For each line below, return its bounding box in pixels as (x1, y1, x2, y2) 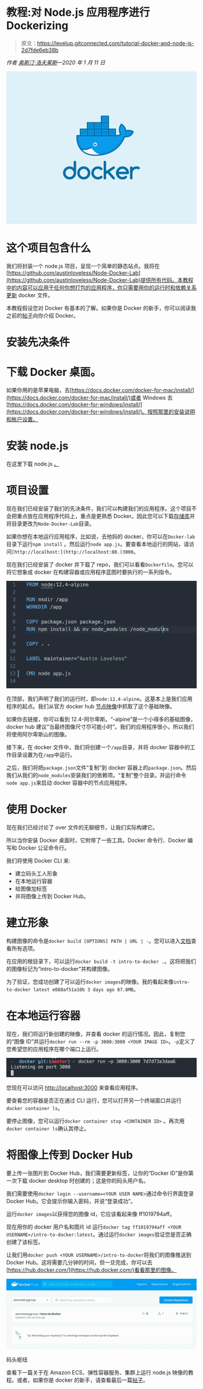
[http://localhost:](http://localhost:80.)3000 (11, 549, 134, 555)
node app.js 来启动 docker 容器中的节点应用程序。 (6, 779, 131, 787)
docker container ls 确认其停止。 (6, 1125, 90, 1132)
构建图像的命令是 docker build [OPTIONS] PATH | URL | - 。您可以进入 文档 (6, 937, 192, 944)
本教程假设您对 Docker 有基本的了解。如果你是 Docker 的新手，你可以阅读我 (6, 304, 196, 312)
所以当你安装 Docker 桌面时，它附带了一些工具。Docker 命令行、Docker (6, 836, 186, 844)
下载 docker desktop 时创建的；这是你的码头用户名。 (16, 1177, 149, 1184)
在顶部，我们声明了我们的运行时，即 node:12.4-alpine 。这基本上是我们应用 (6, 695, 193, 703)
